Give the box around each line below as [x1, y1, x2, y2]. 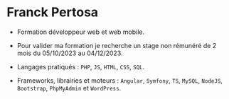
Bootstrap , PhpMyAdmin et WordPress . [16, 83, 122, 92]
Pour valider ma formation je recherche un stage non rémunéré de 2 [16, 41, 217, 49]
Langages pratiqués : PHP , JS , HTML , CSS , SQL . [16, 62, 145, 71]
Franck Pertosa [6, 4, 99, 21]
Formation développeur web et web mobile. [16, 28, 145, 36]
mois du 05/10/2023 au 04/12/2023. [16, 49, 123, 57]
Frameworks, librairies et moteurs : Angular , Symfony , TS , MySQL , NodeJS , [16, 76, 223, 85]
